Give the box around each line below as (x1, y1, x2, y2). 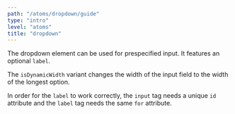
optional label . (7, 57, 51, 65)
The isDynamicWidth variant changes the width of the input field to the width (7, 70, 229, 79)
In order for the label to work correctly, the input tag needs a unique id (7, 91, 217, 100)
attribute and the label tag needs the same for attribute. (7, 99, 172, 108)
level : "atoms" (7, 23, 52, 30)
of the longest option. (7, 78, 70, 87)
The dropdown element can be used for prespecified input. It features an (7, 49, 220, 58)
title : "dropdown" (7, 30, 62, 37)
